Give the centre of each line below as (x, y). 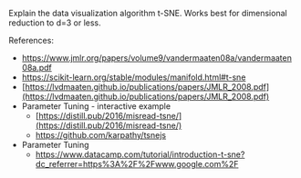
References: (31, 40)
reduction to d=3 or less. (55, 23)
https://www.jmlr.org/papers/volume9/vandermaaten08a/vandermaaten (157, 58)
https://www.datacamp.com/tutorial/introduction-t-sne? (140, 154)
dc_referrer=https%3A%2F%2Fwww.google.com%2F (137, 164)
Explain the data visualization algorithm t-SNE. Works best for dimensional (148, 13)
